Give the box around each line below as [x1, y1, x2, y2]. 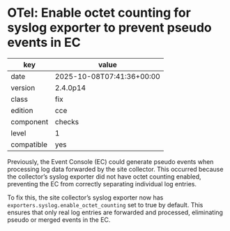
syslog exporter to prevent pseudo [7, 20, 212, 36]
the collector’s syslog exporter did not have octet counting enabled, [7, 172, 201, 181]
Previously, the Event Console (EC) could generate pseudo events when [7, 157, 214, 165]
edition [10, 105, 33, 115]
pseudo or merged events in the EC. [7, 215, 111, 224]
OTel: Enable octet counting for [7, 5, 192, 21]
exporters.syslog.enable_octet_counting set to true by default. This [7, 200, 204, 209]
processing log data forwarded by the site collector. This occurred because [7, 165, 224, 173]
